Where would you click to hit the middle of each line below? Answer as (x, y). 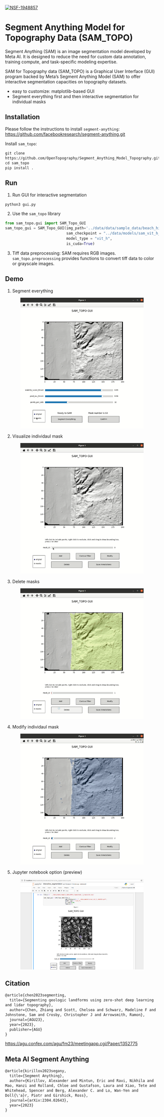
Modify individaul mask (35, 727)
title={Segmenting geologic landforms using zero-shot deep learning (82, 1000)
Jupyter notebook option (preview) (47, 872)
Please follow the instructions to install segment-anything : (62, 129)
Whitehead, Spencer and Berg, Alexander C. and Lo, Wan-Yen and (72, 1091)
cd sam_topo (17, 163)
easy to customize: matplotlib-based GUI (53, 91)
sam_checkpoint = (84, 234)
